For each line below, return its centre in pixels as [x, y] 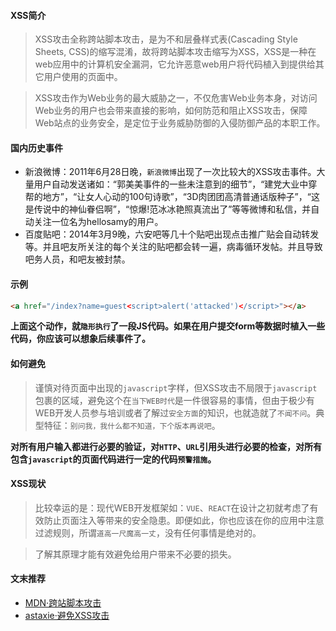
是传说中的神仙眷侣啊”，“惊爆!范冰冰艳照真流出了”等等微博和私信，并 [168, 209]
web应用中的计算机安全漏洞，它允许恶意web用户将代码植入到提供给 [175, 64]
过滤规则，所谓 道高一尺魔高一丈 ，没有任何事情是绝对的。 [148, 532]
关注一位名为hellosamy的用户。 [98, 222]
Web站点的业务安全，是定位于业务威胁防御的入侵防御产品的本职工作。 [180, 123]
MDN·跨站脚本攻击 [63, 603]
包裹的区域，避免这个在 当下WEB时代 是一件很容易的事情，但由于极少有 [174, 400]
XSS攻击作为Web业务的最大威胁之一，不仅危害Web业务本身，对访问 [176, 98]
